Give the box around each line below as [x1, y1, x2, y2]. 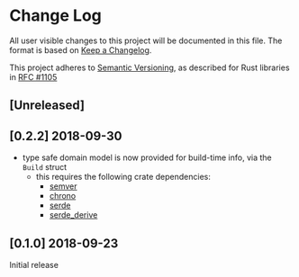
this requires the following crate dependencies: [35, 172, 212, 183]
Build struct [22, 162, 68, 173]
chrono [49, 191, 77, 201]
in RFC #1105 [9, 71, 58, 82]
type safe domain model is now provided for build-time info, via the [22, 152, 272, 163]
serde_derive [49, 210, 98, 220]
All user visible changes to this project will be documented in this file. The [9, 35, 283, 46]
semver [49, 181, 78, 192]
